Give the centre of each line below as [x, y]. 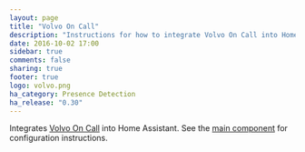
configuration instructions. [59, 138]
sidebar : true [36, 52]
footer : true [34, 77]
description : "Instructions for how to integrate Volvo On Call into [144, 35]
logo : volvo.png [40, 86]
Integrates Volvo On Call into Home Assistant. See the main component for [149, 128]
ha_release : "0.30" [46, 102]
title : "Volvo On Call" [54, 26]
